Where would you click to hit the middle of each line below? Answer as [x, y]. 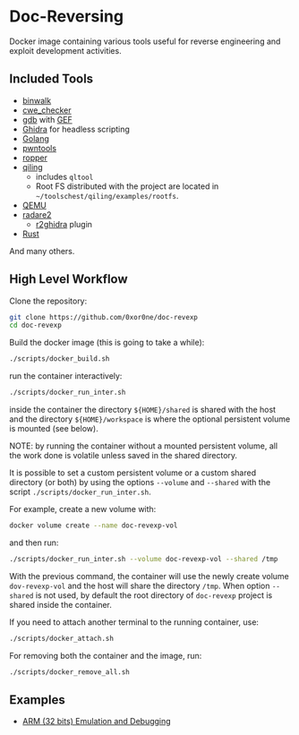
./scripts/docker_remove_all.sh [69, 672]
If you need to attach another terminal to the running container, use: [134, 622]
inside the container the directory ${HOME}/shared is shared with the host [142, 410]
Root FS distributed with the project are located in [127, 186]
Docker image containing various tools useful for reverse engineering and [145, 41]
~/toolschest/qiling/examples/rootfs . [107, 195]
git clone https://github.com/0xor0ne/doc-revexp [104, 317]
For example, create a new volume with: [83, 509]
